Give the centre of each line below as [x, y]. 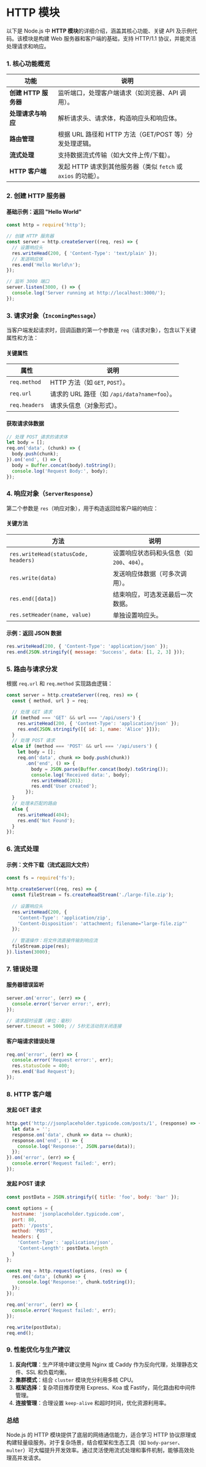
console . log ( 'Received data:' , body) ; [81, 775]
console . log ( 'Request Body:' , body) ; [60, 471]
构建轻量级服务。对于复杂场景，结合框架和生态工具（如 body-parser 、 [95, 1442]
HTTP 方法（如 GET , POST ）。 [90, 383]
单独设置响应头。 [137, 615]
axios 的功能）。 [80, 176]
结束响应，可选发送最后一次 [153, 595]
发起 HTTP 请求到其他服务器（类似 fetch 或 [120, 167]
